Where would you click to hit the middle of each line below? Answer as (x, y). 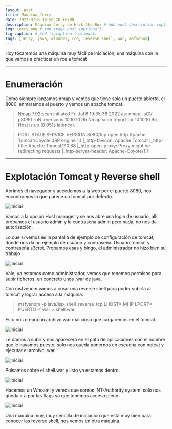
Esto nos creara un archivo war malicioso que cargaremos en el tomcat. (81, 319)
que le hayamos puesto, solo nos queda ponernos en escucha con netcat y (85, 345)
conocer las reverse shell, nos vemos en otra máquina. (63, 421)
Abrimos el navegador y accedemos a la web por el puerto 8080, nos (78, 191)
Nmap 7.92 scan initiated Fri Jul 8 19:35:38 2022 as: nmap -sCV (85, 114)
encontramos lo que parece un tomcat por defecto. (59, 196)
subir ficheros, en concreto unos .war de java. (54, 279)
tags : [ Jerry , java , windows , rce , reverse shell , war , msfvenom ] (78, 39)
